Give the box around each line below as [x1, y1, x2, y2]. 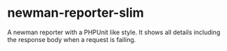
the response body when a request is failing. [7, 35, 136, 43]
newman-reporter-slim [7, 5, 144, 21]
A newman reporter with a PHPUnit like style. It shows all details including [7, 28, 221, 36]
